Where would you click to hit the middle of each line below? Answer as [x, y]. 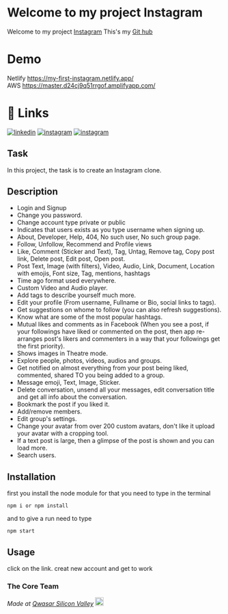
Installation [31, 477]
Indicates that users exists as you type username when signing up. [111, 230]
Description [32, 192]
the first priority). [41, 346]
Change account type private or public [71, 222]
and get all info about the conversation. [72, 397]
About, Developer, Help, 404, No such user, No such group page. [109, 237]
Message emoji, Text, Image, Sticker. [69, 383]
